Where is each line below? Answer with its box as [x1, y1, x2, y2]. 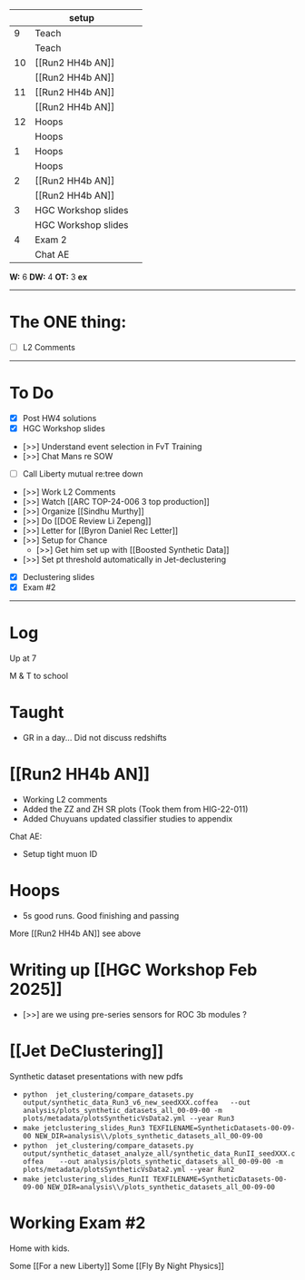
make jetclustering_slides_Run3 [22, 1123, 145, 1133]
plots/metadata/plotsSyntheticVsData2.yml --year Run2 [22, 1165, 235, 1174]
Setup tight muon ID [22, 849, 98, 860]
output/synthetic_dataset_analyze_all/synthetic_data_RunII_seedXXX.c [22, 1148, 296, 1158]
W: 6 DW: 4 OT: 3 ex [9, 271, 88, 282]
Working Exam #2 [9, 1213, 146, 1234]
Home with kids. [9, 1243, 70, 1254]
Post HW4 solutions [22, 412, 97, 423]
